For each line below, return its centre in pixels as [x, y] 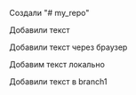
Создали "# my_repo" [49, 13]
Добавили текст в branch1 [58, 82]
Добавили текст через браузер [68, 47]
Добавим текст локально [57, 64]
